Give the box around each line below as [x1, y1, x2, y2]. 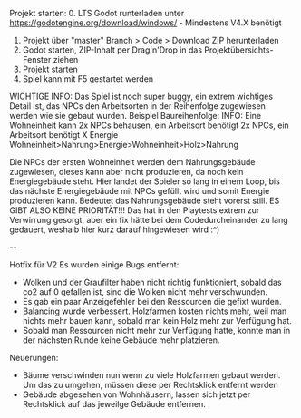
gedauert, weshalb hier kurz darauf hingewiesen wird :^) [9, 224, 220, 235]
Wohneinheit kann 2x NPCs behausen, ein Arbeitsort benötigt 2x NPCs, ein [9, 120, 290, 131]
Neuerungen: [9, 353, 59, 363]
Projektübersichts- [203, 44, 274, 55]
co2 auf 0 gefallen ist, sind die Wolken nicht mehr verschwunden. [22, 287, 268, 297]
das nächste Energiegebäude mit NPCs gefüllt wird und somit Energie [9, 186, 270, 196]
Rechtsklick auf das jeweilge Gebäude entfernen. [22, 399, 207, 409]
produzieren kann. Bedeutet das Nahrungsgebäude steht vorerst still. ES [9, 195, 280, 206]
